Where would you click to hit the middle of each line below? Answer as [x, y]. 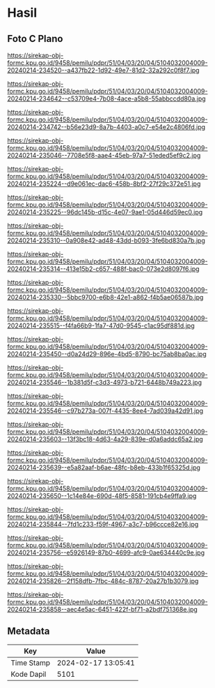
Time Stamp [31, 663]
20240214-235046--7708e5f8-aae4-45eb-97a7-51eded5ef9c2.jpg [104, 155]
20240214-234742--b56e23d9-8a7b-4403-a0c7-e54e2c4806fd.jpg [106, 127]
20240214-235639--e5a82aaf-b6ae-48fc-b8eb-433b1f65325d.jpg [104, 467]
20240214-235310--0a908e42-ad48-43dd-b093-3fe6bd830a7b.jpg [106, 240]
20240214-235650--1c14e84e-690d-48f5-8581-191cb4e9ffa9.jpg [102, 496]
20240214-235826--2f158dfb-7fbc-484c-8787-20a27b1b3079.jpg [103, 581]
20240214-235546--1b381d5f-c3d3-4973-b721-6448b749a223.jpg [104, 382]
